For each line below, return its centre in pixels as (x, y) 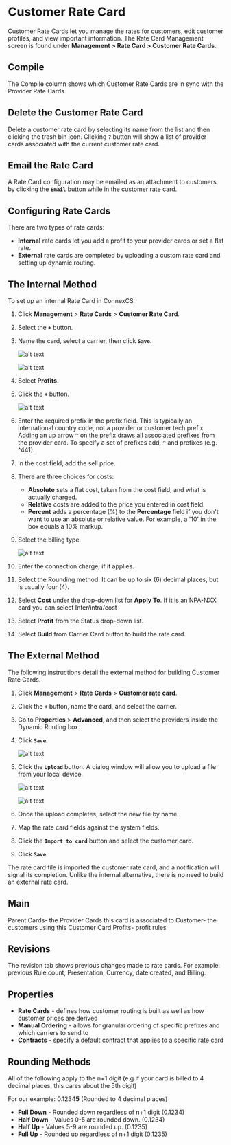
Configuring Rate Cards (59, 211)
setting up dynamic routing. (57, 263)
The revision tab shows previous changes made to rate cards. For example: (114, 966)
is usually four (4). (43, 587)
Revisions (29, 949)
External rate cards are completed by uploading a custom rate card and (119, 256)
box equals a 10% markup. (65, 526)
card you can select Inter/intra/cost (67, 608)
